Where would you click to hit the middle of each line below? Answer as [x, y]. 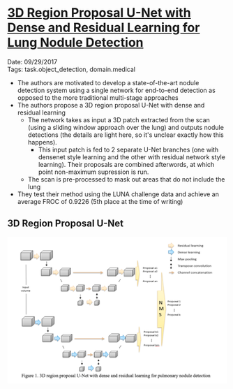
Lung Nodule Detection [75, 43]
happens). [42, 142]
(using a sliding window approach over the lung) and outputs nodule [126, 127]
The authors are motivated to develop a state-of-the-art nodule [108, 82]
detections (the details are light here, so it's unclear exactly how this [126, 135]
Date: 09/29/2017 [32, 61]
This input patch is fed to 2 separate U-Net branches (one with [128, 149]
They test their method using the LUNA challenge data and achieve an [118, 194]
